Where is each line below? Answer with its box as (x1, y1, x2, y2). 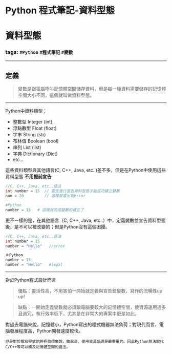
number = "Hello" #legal (5, 262, 63, 267)
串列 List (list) (12, 144, 41, 151)
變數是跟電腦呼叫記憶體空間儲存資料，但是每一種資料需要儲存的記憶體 (17, 86, 166, 92)
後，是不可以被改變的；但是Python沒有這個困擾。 (5, 223, 110, 230)
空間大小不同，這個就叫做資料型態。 (17, 92, 95, 98)
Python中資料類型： (5, 108, 48, 114)
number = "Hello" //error (5, 243, 66, 248)
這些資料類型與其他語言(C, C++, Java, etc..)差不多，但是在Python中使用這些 (5, 167, 166, 173)
